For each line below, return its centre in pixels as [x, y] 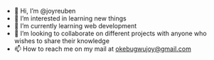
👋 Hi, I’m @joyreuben [45, 11]
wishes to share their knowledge [62, 41]
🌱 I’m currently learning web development [75, 26]
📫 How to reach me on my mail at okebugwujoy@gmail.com [103, 49]
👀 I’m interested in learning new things [70, 18]
